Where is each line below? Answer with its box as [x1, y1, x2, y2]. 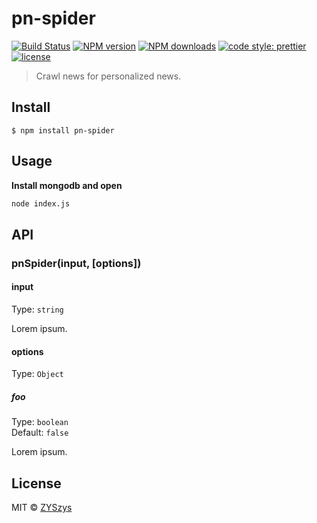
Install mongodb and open [11, 179, 123, 191]
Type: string [11, 303, 64, 315]
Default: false [11, 427, 69, 439]
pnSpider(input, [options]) [11, 256, 142, 270]
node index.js [11, 198, 71, 209]
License [11, 475, 62, 492]
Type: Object [11, 368, 64, 380]
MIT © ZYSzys [11, 501, 73, 513]
